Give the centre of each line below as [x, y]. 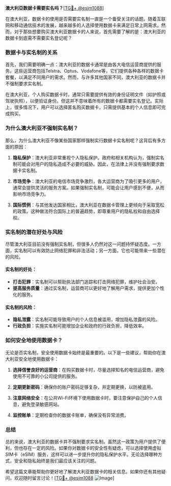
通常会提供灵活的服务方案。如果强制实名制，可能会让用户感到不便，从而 [88, 187]
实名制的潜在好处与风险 [34, 232]
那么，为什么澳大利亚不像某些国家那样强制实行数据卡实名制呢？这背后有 [81, 140]
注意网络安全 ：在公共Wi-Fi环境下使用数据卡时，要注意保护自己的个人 [85, 398]
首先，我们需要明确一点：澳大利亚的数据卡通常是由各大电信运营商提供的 [81, 65]
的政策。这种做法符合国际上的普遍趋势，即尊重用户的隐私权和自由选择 [86, 211]
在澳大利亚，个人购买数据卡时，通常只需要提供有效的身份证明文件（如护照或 [85, 94]
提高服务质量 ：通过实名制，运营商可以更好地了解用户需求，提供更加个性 [88, 288]
